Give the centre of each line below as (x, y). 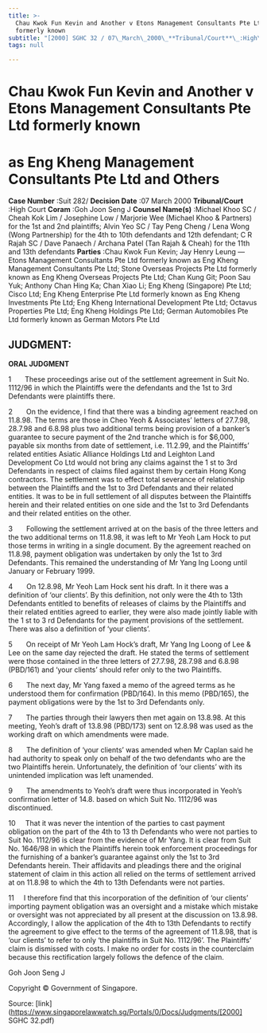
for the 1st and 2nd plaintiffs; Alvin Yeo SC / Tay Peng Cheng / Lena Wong (129, 226)
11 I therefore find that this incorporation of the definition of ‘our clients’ (128, 898)
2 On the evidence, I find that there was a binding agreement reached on (133, 412)
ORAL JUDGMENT (39, 364)
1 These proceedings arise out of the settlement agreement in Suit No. (129, 379)
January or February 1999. (52, 571)
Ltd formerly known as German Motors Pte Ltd (84, 320)
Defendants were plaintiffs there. (62, 396)
